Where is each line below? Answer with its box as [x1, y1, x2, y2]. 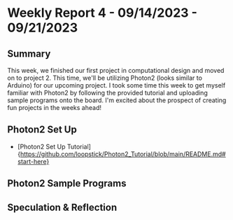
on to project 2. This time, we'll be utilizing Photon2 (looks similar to [7, 74, 203, 82]
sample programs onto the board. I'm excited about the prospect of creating [7, 96, 227, 104]
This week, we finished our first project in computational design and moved [7, 67, 225, 74]
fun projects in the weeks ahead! [7, 104, 101, 111]
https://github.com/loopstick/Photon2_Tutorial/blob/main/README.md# [20, 149, 226, 158]
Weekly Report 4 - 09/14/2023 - [7, 5, 198, 21]
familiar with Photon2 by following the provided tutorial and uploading [7, 89, 208, 97]
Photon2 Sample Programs [7, 177, 127, 190]
